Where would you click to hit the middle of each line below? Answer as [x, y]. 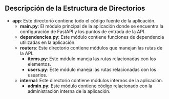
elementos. [39, 64]
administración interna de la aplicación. [69, 91]
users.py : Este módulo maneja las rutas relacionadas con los [92, 69]
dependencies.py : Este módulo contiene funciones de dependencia [92, 37]
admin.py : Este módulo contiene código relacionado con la [90, 86]
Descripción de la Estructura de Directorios [75, 8]
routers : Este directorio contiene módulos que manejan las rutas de [91, 47]
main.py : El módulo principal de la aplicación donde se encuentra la [92, 26]
